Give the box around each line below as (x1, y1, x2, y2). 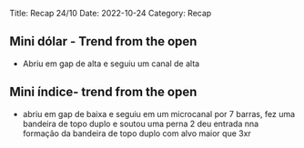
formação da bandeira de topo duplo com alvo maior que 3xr (22, 127, 252, 139)
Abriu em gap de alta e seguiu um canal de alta (22, 58, 200, 69)
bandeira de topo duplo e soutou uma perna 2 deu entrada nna (22, 118, 259, 129)
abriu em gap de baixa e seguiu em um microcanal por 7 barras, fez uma (22, 108, 296, 119)
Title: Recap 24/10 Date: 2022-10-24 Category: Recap (9, 8, 212, 18)
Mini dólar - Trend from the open (9, 34, 198, 49)
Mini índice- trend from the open (9, 84, 198, 100)
